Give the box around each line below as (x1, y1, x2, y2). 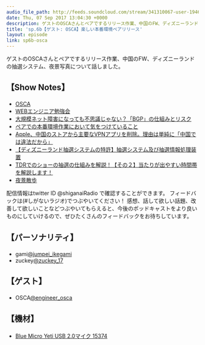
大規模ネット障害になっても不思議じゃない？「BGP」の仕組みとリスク (15, 115, 192, 123)
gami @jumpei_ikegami (15, 250, 72, 257)
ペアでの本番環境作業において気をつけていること (15, 123, 138, 131)
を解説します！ (15, 169, 53, 176)
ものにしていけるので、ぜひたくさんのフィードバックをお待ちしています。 (6, 213, 192, 220)
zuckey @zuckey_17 (15, 257, 63, 264)
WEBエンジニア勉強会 (15, 108, 71, 115)
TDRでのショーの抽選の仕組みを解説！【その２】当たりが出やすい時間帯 (15, 161, 197, 169)
